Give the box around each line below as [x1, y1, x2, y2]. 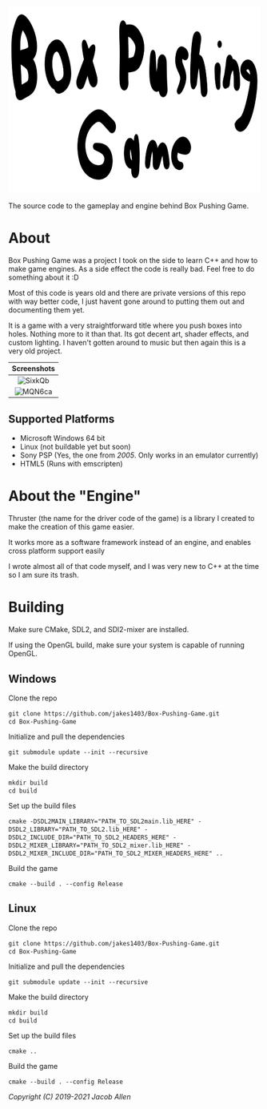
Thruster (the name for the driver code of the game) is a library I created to [8, 514, 255, 523]
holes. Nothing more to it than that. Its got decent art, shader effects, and [8, 329, 249, 338]
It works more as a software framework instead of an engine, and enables [8, 538, 252, 547]
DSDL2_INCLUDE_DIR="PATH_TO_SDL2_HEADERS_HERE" [8, 833, 170, 841]
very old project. [8, 346, 62, 356]
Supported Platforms [8, 412, 115, 425]
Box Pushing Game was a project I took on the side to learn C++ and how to [8, 255, 258, 265]
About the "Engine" [8, 487, 141, 506]
